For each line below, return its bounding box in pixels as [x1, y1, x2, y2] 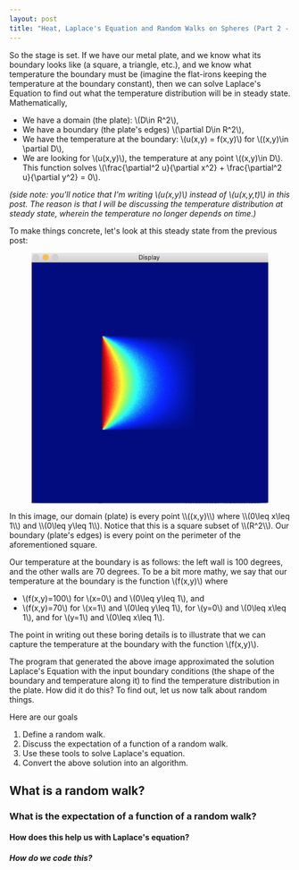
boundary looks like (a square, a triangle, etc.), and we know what [9, 59, 252, 70]
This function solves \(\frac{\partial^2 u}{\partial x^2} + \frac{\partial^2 [21, 162, 283, 173]
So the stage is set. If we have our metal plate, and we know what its [9, 49, 262, 60]
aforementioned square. [9, 539, 98, 550]
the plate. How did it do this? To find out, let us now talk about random [9, 685, 268, 695]
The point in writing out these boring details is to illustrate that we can [9, 629, 266, 640]
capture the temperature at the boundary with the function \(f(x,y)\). [9, 638, 260, 649]
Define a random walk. [21, 729, 105, 739]
